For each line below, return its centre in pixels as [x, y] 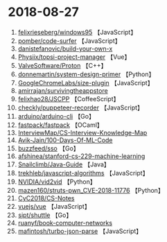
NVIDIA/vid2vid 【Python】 [57, 182]
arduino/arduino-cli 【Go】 [56, 116]
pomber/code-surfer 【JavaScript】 [69, 41]
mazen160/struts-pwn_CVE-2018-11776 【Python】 [91, 190]
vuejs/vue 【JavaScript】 [54, 206]
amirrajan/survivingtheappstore [63, 90]
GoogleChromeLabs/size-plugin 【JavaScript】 [86, 83]
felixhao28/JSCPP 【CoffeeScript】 [69, 98]
